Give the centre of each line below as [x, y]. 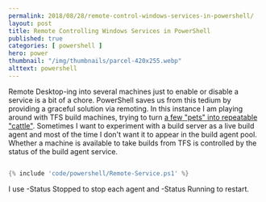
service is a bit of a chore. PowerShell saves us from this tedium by [120, 100]
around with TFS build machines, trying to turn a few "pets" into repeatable [133, 117]
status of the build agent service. [63, 151]
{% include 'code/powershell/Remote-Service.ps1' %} [99, 173]
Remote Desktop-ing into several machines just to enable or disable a [124, 91]
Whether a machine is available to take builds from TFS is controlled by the [133, 143]
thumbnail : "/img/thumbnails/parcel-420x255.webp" [95, 61]
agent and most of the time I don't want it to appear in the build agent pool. [133, 134]
